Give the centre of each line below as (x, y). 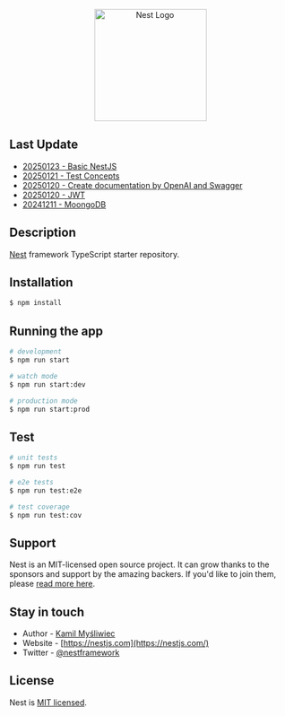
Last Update (44, 145)
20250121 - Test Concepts (71, 176)
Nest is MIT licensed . (48, 702)
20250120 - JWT (54, 195)
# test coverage (39, 507)
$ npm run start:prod (50, 409)
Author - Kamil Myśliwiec (69, 633)
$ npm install (36, 303)
